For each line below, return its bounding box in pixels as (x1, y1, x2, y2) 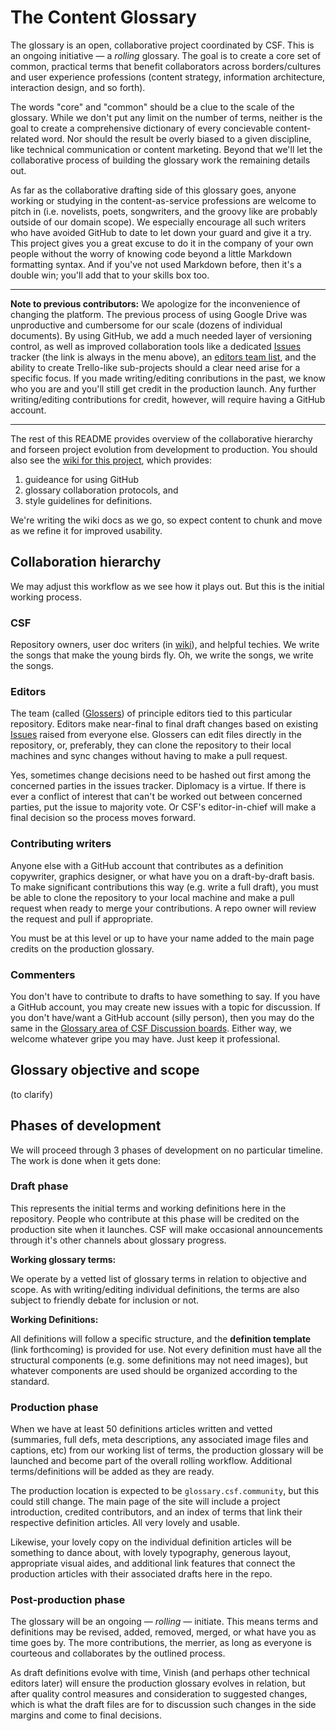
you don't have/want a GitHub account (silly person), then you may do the (10, 1011, 315, 1023)
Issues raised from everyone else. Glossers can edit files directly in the (10, 729, 302, 741)
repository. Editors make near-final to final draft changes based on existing (10, 718, 319, 730)
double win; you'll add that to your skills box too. (10, 269, 210, 281)
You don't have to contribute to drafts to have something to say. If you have (10, 990, 321, 1002)
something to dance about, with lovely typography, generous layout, (10, 1547, 292, 1559)
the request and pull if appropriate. (10, 912, 154, 925)
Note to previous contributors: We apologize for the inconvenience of (10, 297, 301, 310)
